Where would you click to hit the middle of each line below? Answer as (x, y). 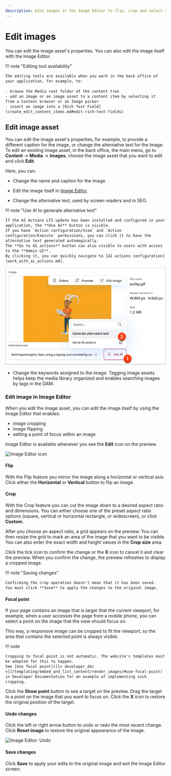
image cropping (29, 423)
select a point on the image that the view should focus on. (66, 621)
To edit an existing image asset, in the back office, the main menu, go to (81, 150)
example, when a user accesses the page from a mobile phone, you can (81, 616)
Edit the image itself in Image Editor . (50, 191)
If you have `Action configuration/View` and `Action (64, 231)
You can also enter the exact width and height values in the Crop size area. (84, 542)
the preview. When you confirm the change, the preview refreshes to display (85, 557)
